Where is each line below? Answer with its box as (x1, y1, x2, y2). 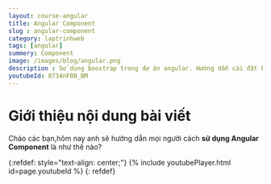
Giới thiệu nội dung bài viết (8, 107, 191, 125)
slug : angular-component (8, 27, 95, 35)
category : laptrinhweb (8, 34, 85, 43)
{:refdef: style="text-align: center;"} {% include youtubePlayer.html (8, 157, 231, 167)
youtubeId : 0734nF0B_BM (8, 72, 89, 80)
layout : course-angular (8, 11, 89, 20)
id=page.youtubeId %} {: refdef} (8, 166, 116, 176)
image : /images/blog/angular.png (8, 57, 121, 65)
